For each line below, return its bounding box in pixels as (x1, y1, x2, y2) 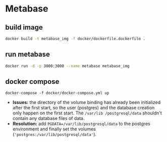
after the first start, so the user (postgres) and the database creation (12, 105, 155, 111)
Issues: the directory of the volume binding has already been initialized (12, 99, 161, 105)
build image (5, 23, 43, 32)
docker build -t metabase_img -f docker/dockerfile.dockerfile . (5, 36, 145, 41)
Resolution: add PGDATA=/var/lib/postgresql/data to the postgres (12, 121, 150, 127)
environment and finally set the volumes (12, 126, 96, 132)
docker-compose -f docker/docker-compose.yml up (5, 91, 109, 96)
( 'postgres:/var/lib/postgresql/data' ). (12, 131, 97, 137)
